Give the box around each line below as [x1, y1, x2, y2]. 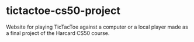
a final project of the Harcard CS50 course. [6, 29, 110, 36]
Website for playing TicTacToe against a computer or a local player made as [6, 23, 188, 30]
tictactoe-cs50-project [6, 4, 121, 17]
